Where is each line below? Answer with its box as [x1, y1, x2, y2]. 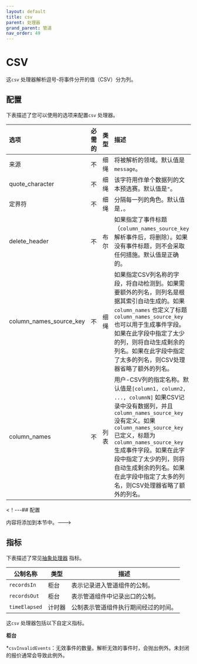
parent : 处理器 [6, 19, 40, 25]
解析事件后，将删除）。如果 [114, 233, 188, 241]
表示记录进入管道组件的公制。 [71, 581, 154, 589]
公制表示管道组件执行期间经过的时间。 [71, 603, 178, 611]
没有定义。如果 [114, 417, 155, 425]
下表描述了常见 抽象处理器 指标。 [6, 554, 85, 561]
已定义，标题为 [114, 431, 155, 440]
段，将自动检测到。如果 [114, 279, 179, 287]
